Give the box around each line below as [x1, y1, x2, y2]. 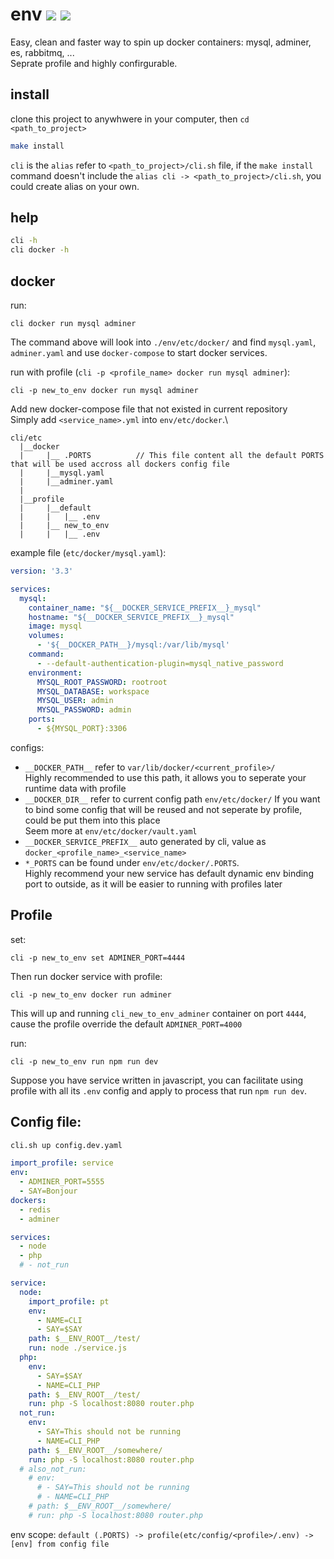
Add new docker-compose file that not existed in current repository [10, 403, 288, 415]
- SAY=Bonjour [19, 1186, 78, 1196]
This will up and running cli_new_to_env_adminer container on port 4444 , [10, 1007, 307, 1019]
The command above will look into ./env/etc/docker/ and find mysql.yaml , [10, 336, 317, 348]
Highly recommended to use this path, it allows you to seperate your [24, 771, 307, 783]
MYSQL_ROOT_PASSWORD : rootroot [36, 677, 168, 687]
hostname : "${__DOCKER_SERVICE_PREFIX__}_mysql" [28, 612, 235, 622]
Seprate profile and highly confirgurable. [10, 57, 178, 69]
